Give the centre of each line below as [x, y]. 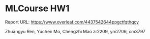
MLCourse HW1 [37, 9]
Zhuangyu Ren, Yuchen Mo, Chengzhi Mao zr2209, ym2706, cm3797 [75, 31]
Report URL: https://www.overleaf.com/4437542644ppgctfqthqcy [72, 22]
